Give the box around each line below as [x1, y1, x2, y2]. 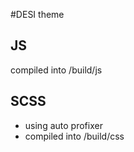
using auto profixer [24, 119, 103, 131]
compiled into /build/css [24, 130, 125, 142]
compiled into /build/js [10, 64, 103, 76]
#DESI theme [10, 9, 65, 20]
